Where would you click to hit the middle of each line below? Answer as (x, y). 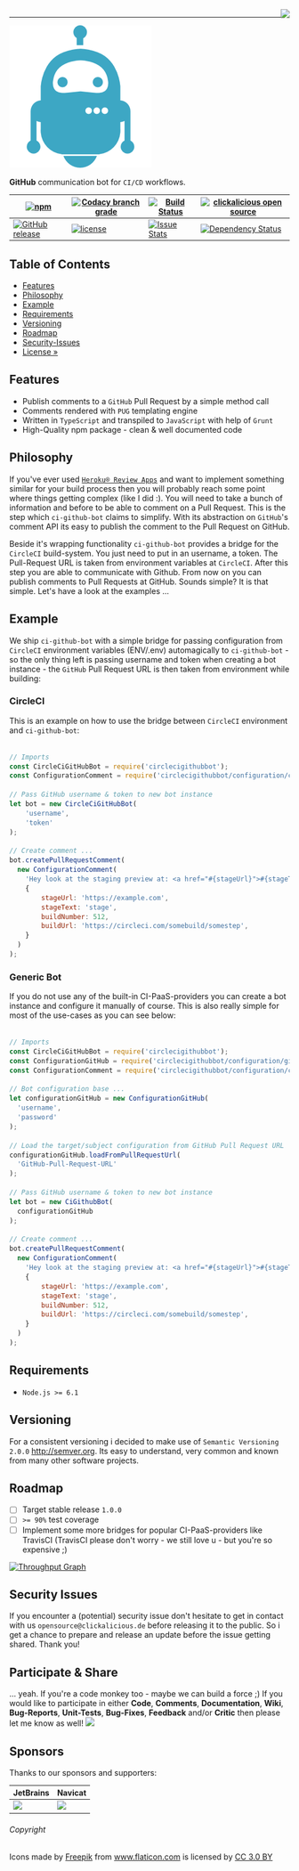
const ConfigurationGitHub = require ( (81, 1061)
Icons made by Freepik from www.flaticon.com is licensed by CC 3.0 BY (141, 1857)
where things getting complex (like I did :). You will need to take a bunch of (146, 498)
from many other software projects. (74, 1460)
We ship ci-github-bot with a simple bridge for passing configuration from (146, 640)
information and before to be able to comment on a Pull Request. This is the (148, 508)
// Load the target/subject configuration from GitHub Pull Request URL (147, 1145)
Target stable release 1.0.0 (72, 1509)
